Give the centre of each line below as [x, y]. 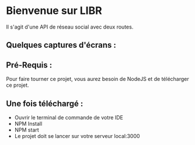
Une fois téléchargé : [45, 103]
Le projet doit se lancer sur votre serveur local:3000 [77, 136]
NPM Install [28, 123]
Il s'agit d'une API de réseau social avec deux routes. [70, 27]
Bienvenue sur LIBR [54, 11]
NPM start [27, 130]
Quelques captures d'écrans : [61, 45]
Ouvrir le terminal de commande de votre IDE [69, 117]
